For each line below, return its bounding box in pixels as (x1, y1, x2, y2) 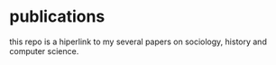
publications (9, 6, 106, 27)
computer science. (9, 45, 79, 56)
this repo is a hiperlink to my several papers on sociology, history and (9, 36, 268, 47)
